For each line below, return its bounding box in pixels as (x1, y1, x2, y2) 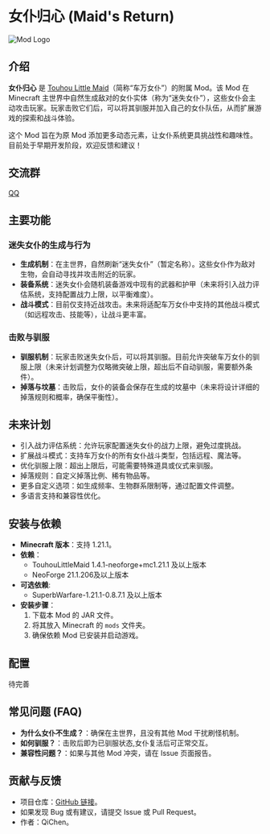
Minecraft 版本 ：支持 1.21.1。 (19, 540, 117, 550)
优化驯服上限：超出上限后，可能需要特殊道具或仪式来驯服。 (19, 461, 218, 471)
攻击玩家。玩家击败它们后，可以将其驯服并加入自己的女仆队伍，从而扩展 (14, 102, 255, 113)
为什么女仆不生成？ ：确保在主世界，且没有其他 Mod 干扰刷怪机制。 (19, 728, 243, 737)
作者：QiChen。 (19, 817, 74, 827)
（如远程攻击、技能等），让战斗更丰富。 (19, 309, 151, 319)
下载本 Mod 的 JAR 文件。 (31, 610, 118, 620)
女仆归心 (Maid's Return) (8, 7, 175, 26)
